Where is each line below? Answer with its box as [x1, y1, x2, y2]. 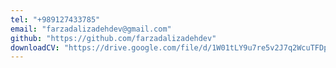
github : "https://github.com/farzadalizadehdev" [10, 33, 217, 43]
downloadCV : [10, 42, 60, 53]
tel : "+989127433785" [10, 14, 101, 25]
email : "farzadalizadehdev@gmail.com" [10, 24, 172, 34]
